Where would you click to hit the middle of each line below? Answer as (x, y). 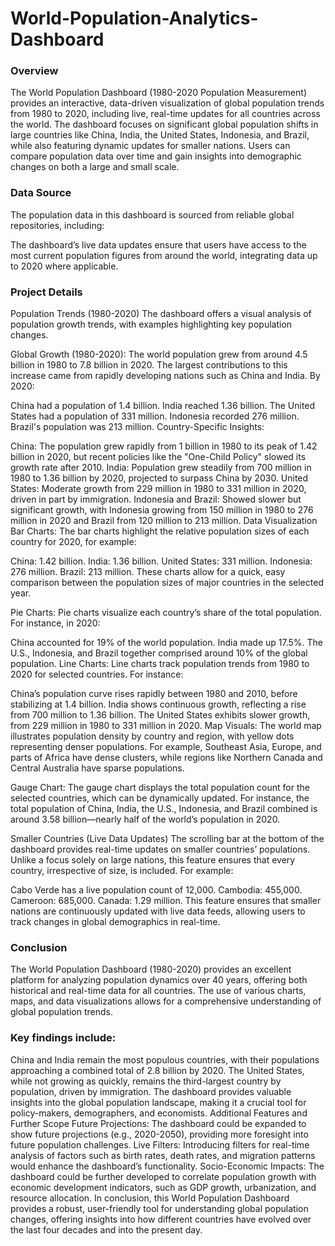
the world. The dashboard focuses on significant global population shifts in (164, 124)
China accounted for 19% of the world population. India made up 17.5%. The (167, 643)
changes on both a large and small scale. (95, 167)
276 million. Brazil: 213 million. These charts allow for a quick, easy (148, 572)
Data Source (41, 193)
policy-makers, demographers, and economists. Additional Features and (159, 1113)
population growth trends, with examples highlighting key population (151, 324)
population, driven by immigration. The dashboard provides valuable (151, 1091)
